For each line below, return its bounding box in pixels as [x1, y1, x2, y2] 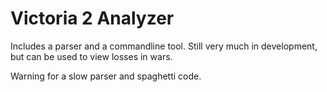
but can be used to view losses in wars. [10, 50, 173, 62]
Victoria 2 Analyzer [10, 7, 175, 30]
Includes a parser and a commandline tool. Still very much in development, [10, 40, 318, 52]
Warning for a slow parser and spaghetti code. [10, 70, 202, 82]
